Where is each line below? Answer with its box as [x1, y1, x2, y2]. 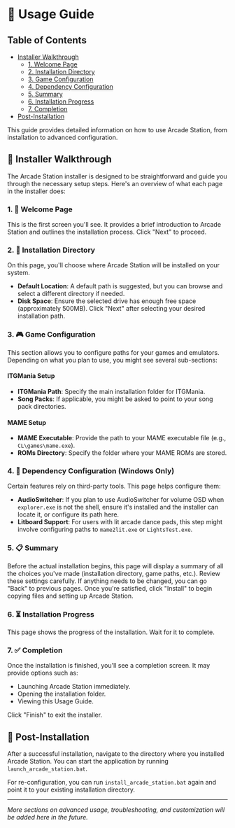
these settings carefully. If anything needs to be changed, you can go [7, 577, 208, 585]
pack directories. [17, 402, 66, 410]
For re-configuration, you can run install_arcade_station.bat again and [7, 778, 217, 787]
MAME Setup [7, 418, 47, 426]
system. [7, 269, 30, 277]
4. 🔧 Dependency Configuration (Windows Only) [7, 466, 175, 476]
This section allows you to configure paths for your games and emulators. [7, 348, 220, 356]
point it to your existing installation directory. [7, 785, 135, 794]
